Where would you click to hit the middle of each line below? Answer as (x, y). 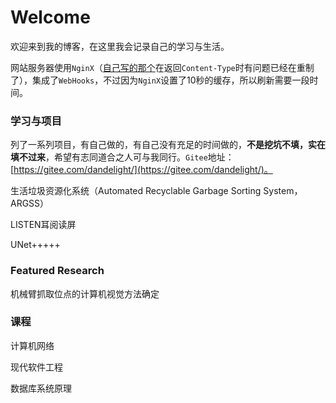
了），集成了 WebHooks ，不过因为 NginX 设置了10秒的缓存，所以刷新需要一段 (160, 80)
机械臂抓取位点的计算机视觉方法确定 (85, 293)
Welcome (50, 17)
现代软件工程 (36, 367)
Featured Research (57, 271)
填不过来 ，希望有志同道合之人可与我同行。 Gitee (109, 157)
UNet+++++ (35, 245)
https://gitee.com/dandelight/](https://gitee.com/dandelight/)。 (143, 170)
